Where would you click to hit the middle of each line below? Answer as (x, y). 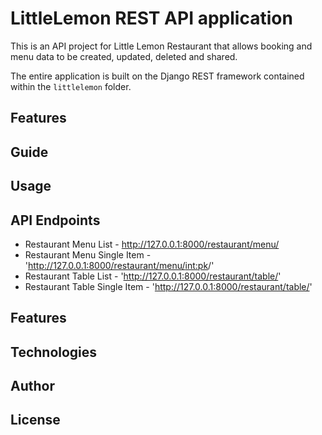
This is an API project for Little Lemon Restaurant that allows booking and (161, 46)
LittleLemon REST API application (151, 18)
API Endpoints (55, 220)
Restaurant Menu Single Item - (88, 254)
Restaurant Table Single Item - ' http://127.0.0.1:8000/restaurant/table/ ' (168, 286)
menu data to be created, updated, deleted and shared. (124, 56)
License (35, 420)
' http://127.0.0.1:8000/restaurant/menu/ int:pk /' (119, 265)
